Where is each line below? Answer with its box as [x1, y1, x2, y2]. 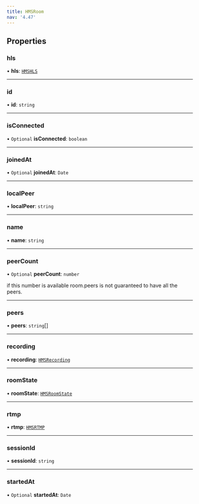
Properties [6, 36, 47, 46]
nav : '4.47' [6, 14, 36, 20]
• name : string [6, 237, 44, 244]
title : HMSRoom [6, 8, 44, 15]
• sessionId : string [6, 457, 55, 464]
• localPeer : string [6, 203, 54, 210]
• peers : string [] [6, 322, 49, 329]
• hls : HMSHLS [6, 68, 38, 75]
